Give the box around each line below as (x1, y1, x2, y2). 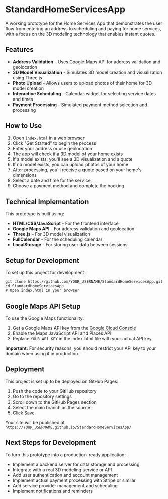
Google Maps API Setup (5, 302, 81, 310)
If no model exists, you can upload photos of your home (12, 161, 129, 167)
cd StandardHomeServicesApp (5, 284, 64, 289)
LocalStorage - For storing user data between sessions (12, 242, 128, 248)
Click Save (12, 410, 35, 416)
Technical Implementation (5, 197, 89, 206)
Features (5, 45, 34, 54)
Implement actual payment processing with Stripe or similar (12, 477, 136, 483)
